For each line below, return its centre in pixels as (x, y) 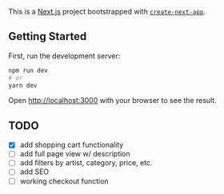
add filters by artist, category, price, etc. (86, 163)
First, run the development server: (64, 56)
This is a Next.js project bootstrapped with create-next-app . (107, 12)
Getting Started (48, 36)
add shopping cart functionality (72, 145)
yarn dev (23, 85)
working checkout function (64, 181)
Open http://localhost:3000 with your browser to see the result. (113, 101)
